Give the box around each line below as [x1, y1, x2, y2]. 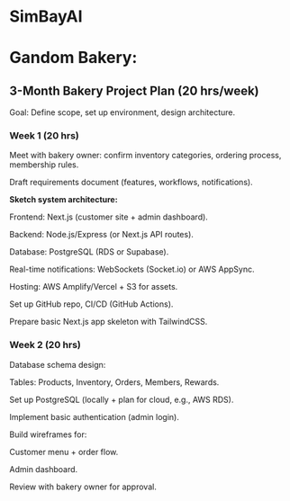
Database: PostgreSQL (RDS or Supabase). [9, 246, 169, 257]
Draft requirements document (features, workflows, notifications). [9, 177, 254, 188]
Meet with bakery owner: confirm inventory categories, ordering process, [9, 150, 282, 161]
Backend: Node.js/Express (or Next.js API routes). [9, 229, 194, 240]
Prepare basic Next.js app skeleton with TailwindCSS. [9, 317, 208, 327]
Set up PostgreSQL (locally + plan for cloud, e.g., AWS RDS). [9, 394, 234, 405]
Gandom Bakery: [9, 48, 138, 68]
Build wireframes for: [9, 429, 87, 440]
